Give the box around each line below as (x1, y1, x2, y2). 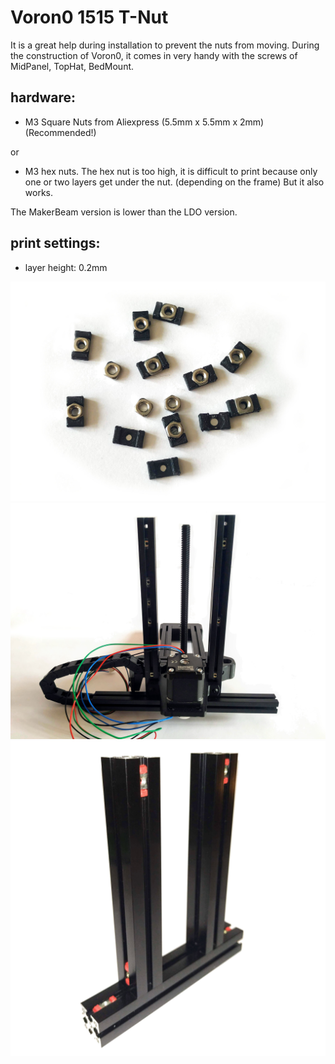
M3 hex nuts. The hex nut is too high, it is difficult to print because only (24, 165, 318, 177)
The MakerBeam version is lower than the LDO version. (10, 206, 238, 218)
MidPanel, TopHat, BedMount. (10, 60, 135, 72)
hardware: (10, 89, 77, 106)
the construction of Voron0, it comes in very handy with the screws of (10, 49, 298, 61)
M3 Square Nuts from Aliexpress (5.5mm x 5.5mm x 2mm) (24, 116, 265, 128)
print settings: (10, 235, 101, 252)
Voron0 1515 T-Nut (10, 6, 169, 29)
